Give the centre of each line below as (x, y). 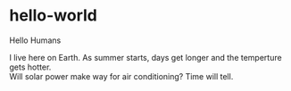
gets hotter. (30, 67)
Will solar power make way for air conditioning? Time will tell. (121, 76)
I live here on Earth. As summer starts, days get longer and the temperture (146, 57)
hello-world (54, 16)
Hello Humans (35, 40)
